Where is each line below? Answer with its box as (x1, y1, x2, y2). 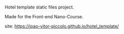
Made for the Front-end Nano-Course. (4, 14, 83, 19)
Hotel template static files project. (4, 4, 74, 10)
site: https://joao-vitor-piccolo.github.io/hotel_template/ (4, 23, 119, 29)
